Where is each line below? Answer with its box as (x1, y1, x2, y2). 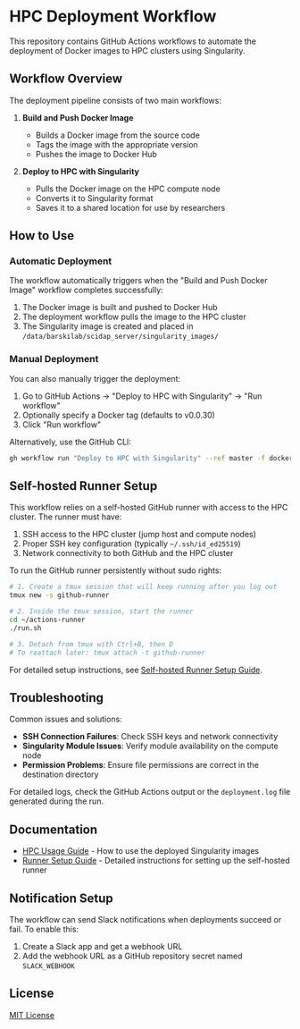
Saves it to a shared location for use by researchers (35, 202, 226, 213)
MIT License (9, 1009, 55, 1020)
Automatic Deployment (9, 255, 112, 267)
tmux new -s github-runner (9, 591, 110, 600)
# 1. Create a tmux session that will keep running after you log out (9, 583, 278, 592)
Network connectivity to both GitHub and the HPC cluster (21, 548, 234, 559)
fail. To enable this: (9, 924, 79, 934)
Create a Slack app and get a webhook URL (21, 940, 183, 951)
